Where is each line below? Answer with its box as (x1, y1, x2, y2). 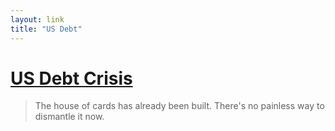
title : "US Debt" (10, 24, 83, 34)
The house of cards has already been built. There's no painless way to (34, 100, 325, 112)
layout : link (10, 14, 65, 25)
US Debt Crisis (10, 67, 133, 90)
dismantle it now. (34, 111, 105, 123)
